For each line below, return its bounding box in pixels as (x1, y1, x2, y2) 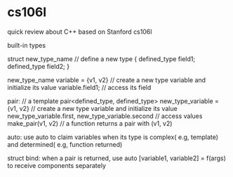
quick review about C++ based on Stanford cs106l (7, 27, 152, 36)
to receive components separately (7, 161, 107, 169)
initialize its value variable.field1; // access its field (7, 83, 152, 91)
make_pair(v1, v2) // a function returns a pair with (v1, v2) (7, 119, 173, 127)
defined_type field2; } (7, 62, 70, 70)
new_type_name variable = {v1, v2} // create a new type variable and (7, 75, 206, 84)
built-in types (7, 41, 46, 49)
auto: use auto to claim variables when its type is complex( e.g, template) (7, 133, 219, 141)
